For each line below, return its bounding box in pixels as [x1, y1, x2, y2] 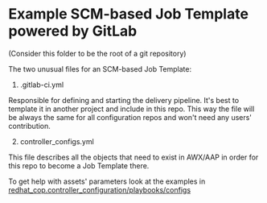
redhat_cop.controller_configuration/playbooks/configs [8, 184, 191, 194]
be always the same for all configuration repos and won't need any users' [8, 112, 252, 122]
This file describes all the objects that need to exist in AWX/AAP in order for [8, 152, 259, 162]
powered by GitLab [8, 22, 138, 40]
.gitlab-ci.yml [19, 80, 64, 89]
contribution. [8, 121, 51, 130]
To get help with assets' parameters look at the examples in [8, 176, 206, 186]
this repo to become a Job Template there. [8, 160, 150, 170]
